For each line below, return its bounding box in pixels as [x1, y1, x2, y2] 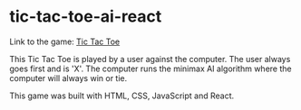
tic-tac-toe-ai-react [9, 6, 162, 27]
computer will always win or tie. [9, 72, 128, 83]
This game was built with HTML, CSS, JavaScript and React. [9, 90, 235, 101]
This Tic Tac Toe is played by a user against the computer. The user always [9, 53, 291, 64]
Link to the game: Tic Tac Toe [9, 36, 121, 47]
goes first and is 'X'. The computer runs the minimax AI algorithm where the [9, 63, 292, 74]
